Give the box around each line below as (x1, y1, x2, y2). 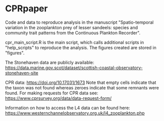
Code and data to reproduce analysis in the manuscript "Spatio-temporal (5, 19, 154, 25)
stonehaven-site (5, 70, 39, 76)
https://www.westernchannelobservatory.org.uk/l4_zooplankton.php (5, 110, 145, 116)
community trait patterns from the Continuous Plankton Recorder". (5, 30, 141, 36)
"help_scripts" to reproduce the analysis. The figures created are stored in (5, 44, 157, 50)
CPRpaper (5, 3, 48, 14)
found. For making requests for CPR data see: (5, 90, 99, 96)
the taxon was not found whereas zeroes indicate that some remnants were (5, 84, 160, 90)
